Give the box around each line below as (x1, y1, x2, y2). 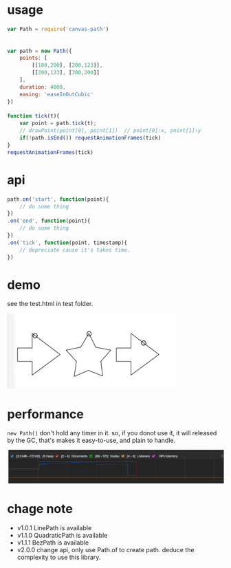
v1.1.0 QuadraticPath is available (16, 532, 108, 540)
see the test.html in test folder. (7, 300, 93, 308)
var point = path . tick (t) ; (19, 120, 97, 127)
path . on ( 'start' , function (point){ (7, 195, 109, 203)
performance (7, 406, 84, 422)
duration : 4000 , (19, 83, 67, 91)
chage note (7, 501, 74, 517)
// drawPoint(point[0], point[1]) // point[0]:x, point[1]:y (19, 127, 201, 134)
